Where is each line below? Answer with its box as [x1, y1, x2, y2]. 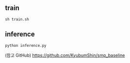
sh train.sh [5, 17, 29, 21]
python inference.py [5, 43, 47, 48]
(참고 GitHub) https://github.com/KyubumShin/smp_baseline [5, 52, 125, 58]
